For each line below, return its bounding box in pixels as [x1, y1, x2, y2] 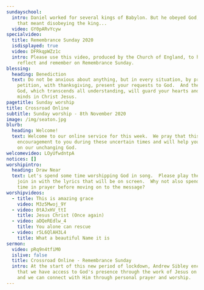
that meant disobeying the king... [17, 20, 107, 26]
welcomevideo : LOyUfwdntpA [6, 150, 75, 156]
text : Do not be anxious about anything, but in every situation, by [12, 77, 191, 83]
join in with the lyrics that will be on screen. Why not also [17, 179, 183, 185]
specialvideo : [6, 32, 42, 38]
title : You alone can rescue [17, 224, 91, 230]
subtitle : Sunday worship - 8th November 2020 [6, 111, 126, 117]
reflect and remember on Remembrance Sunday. [17, 60, 135, 66]
